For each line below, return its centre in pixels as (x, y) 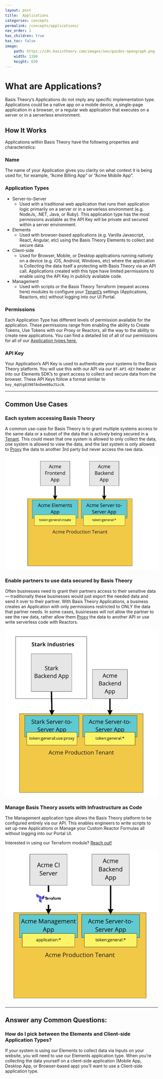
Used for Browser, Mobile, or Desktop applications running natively (86, 256)
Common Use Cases (36, 404)
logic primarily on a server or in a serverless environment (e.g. (81, 209)
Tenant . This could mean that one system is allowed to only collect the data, (81, 439)
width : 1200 (26, 56)
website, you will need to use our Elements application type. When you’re (78, 1056)
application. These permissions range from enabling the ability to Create (77, 325)
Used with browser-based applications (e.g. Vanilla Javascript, (82, 235)
